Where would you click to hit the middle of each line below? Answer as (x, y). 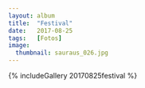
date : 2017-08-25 (41, 30)
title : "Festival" (41, 23)
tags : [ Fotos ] (35, 38)
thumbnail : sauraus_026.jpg (62, 53)
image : (19, 46)
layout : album (32, 16)
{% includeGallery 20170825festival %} (73, 76)
